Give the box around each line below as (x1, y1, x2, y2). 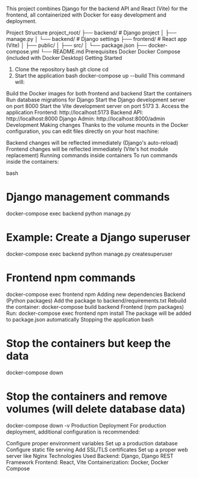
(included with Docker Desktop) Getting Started (6, 55, 123, 61)
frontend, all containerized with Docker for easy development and (6, 11, 167, 18)
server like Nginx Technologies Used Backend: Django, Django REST (6, 452, 174, 459)
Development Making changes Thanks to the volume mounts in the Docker (6, 122, 189, 128)
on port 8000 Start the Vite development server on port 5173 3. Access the (6, 103, 189, 109)
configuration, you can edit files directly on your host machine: (6, 128, 159, 135)
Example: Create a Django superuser (6, 231, 191, 244)
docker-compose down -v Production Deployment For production (6, 422, 167, 429)
